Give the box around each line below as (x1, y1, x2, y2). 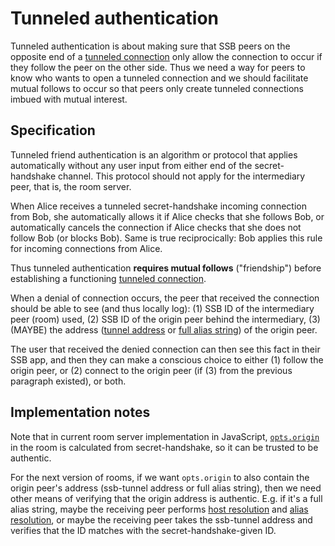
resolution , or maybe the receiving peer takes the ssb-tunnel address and (10, 513, 313, 526)
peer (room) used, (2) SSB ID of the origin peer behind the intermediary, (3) (10, 313, 321, 325)
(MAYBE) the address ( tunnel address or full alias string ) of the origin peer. (10, 323, 318, 336)
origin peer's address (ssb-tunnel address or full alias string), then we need (10, 482, 322, 494)
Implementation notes (10, 404, 151, 421)
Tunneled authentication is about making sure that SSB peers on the (10, 40, 291, 52)
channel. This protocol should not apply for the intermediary (57, 170, 306, 182)
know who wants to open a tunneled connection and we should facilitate (10, 72, 309, 84)
